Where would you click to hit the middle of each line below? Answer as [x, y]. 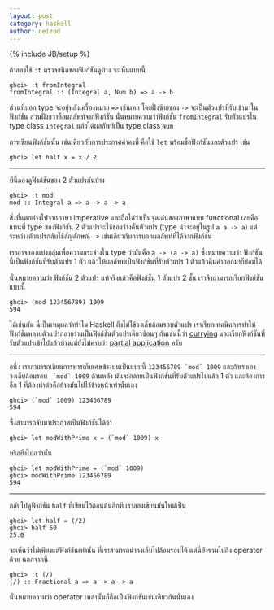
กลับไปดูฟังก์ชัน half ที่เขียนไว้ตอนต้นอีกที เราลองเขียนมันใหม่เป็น [98, 506]
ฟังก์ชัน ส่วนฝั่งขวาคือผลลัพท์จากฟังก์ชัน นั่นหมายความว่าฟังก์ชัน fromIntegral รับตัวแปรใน [133, 117]
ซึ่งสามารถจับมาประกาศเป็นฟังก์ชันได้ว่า [61, 423]
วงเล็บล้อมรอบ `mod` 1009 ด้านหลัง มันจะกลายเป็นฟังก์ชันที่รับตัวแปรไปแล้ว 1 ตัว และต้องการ [137, 376]
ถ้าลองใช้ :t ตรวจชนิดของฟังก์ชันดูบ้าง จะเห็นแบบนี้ [77, 70]
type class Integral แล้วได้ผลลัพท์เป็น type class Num [91, 126]
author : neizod [35, 31]
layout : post [31, 16]
